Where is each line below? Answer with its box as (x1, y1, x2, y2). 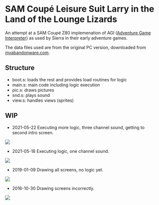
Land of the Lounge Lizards (5, 14, 118, 25)
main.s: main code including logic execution (12, 82, 100, 88)
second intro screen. (12, 130, 54, 135)
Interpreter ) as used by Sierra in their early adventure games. (5, 35, 128, 41)
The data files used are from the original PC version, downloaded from (5, 44, 146, 50)
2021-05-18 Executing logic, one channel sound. (12, 148, 109, 154)
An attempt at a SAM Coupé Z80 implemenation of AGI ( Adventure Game (5, 30, 151, 36)
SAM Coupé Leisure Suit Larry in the (5, 3, 155, 15)
